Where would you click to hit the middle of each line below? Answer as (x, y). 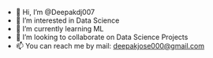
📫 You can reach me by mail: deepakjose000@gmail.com (110, 46)
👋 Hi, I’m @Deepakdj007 (55, 12)
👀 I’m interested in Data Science (67, 20)
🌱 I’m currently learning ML (60, 29)
